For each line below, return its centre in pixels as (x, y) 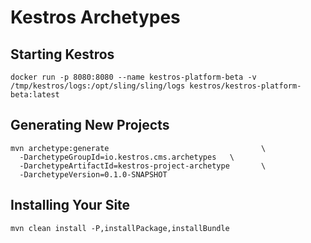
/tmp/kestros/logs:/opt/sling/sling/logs (98, 86)
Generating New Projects (90, 125)
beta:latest (35, 95)
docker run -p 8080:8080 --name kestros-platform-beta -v (133, 77)
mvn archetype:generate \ (138, 148)
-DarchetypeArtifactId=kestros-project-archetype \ (143, 166)
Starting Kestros (62, 54)
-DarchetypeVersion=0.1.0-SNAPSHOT (93, 174)
